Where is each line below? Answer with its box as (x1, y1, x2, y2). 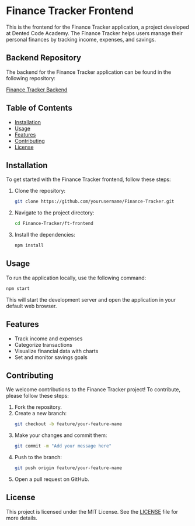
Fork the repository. (14, 404, 62, 411)
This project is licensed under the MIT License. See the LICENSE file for (6, 508, 179, 515)
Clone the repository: (14, 187, 66, 194)
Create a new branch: (14, 410, 67, 417)
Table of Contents (6, 103, 73, 113)
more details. (6, 514, 38, 521)
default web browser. (6, 302, 57, 309)
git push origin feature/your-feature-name (14, 465, 123, 471)
